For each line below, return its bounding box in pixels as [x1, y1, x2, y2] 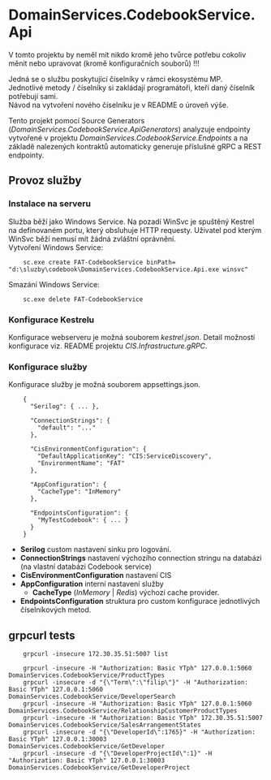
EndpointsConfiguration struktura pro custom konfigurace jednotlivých [19, 597, 260, 606]
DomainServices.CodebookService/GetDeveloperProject [8, 764, 191, 772]
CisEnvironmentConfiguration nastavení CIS [19, 571, 172, 580]
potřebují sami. [8, 91, 58, 101]
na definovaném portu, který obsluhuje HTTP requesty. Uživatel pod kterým [8, 225, 262, 235]
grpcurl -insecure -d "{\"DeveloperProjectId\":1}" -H [23, 749, 213, 758]
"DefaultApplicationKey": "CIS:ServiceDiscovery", [37, 452, 213, 460]
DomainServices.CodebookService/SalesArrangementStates [8, 721, 201, 730]
